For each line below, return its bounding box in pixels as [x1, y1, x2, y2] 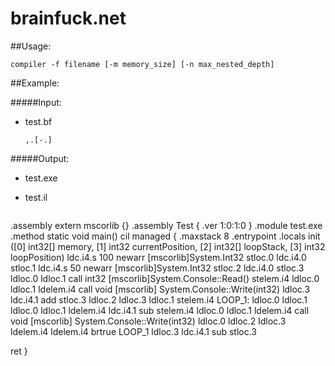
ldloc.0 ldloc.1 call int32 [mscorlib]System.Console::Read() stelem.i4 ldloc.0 [10, 272, 320, 284]
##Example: [10, 77, 60, 89]
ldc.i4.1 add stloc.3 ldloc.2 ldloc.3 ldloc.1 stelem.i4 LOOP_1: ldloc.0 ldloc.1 [10, 293, 308, 306]
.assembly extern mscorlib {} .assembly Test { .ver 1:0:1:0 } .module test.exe [10, 219, 323, 231]
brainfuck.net [10, 7, 127, 30]
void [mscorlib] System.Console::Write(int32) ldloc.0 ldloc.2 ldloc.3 [10, 315, 287, 327]
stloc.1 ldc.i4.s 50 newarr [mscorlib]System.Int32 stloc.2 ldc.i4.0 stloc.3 [10, 262, 305, 274]
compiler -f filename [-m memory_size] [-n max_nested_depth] [10, 59, 275, 69]
